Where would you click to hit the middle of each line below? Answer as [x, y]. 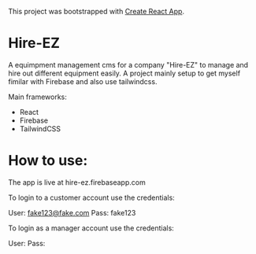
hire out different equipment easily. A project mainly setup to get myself [124, 73]
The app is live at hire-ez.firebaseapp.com [77, 182]
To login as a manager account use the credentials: [91, 228]
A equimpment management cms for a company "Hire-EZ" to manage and [128, 64]
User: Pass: [27, 243]
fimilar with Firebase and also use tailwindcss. [83, 81]
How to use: [48, 161]
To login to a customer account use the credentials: [91, 197]
